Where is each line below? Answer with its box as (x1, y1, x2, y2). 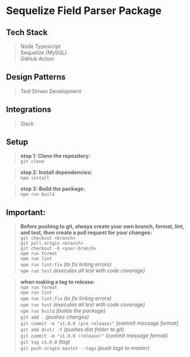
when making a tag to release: (20, 279, 95, 286)
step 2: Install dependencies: (20, 169, 93, 176)
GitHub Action (20, 56, 54, 62)
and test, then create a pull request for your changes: (20, 229, 153, 236)
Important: (6, 207, 45, 217)
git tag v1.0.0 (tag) (20, 338, 71, 345)
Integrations (6, 105, 51, 115)
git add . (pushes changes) (20, 314, 89, 321)
